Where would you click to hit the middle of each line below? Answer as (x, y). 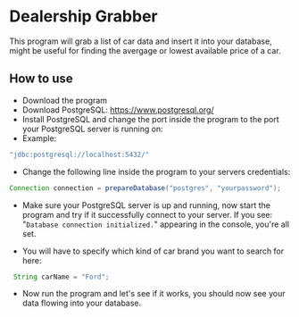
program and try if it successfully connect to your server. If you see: (147, 214)
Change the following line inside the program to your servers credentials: (156, 171)
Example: (39, 138)
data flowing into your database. (82, 303)
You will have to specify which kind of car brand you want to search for (153, 251)
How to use (41, 79)
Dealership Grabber (83, 17)
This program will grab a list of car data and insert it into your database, (141, 41)
